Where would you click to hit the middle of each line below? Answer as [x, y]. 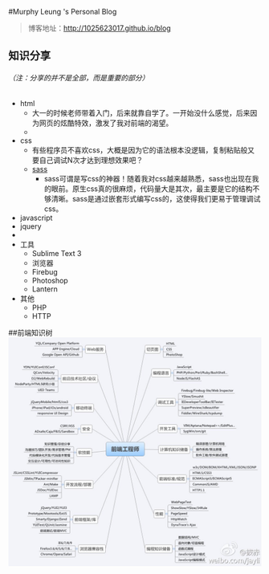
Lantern [45, 289]
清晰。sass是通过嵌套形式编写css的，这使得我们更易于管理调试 [156, 198]
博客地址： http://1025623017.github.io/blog [99, 28]
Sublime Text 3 [57, 253]
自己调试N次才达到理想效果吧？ [91, 160]
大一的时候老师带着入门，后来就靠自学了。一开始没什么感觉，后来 [141, 112]
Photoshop [50, 280]
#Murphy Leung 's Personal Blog [63, 12]
